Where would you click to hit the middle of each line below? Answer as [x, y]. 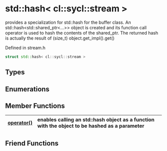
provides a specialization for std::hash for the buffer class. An [68, 22]
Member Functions [35, 106]
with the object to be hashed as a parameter [91, 126]
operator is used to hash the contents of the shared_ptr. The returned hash [82, 33]
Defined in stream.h [25, 48]
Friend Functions [32, 143]
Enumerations [27, 89]
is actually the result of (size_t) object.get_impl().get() [60, 38]
